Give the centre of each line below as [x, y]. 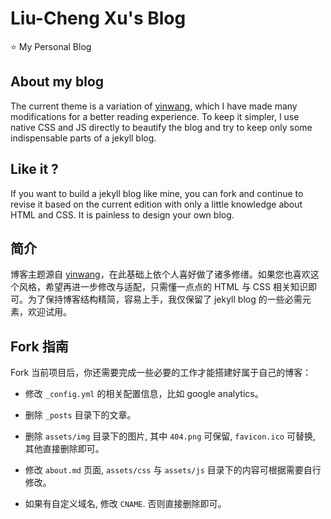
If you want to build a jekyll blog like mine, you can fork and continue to [157, 193]
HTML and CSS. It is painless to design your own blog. [122, 214]
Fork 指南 [39, 346]
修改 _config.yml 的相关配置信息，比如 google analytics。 [144, 394]
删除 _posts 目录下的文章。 [80, 415]
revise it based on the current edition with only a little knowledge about [156, 204]
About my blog [57, 82]
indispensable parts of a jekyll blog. [83, 138]
